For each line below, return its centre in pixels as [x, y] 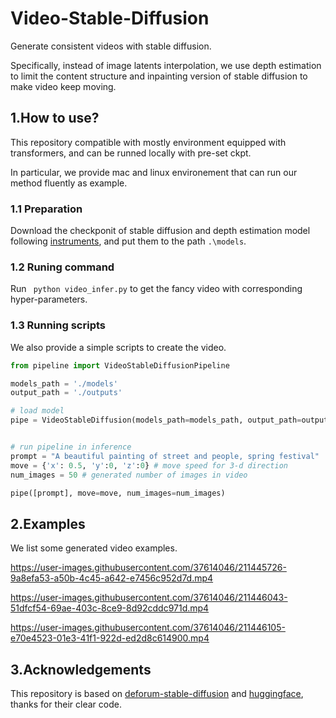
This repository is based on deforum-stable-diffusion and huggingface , [157, 694]
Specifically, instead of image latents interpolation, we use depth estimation [166, 65]
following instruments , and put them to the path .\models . [128, 241]
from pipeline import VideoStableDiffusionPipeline [120, 365]
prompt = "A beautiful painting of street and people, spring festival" [165, 456]
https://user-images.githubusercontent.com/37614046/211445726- [148, 568]
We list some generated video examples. [94, 548]
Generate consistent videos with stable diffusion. [111, 46]
